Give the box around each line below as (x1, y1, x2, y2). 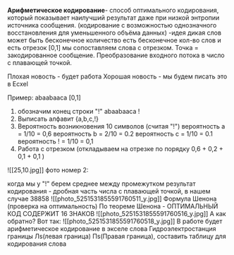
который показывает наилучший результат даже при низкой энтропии (7, 13, 220, 22)
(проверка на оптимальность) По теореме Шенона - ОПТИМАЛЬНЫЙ (7, 202, 218, 210)
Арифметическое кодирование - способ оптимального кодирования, (7, 6, 219, 14)
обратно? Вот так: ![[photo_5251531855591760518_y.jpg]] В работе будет (7, 217, 223, 225)
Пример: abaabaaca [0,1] (7, 93, 81, 102)
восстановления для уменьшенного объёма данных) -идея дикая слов (7, 28, 222, 37)
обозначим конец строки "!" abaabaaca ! (17, 107, 140, 115)
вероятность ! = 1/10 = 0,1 (17, 137, 94, 146)
